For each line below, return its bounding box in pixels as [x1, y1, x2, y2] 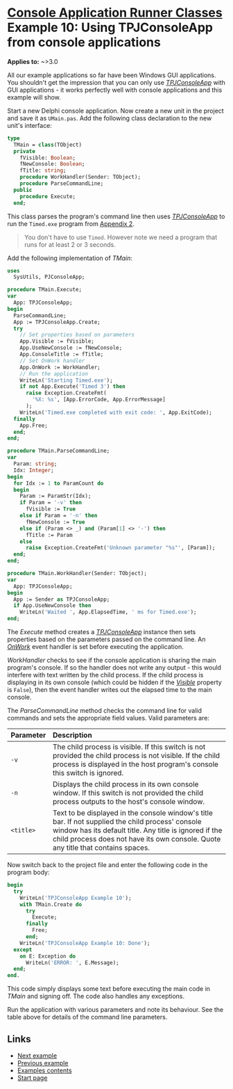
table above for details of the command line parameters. [7, 1013, 168, 1022]
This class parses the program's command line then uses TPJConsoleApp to [7, 212, 225, 220]
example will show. [7, 92, 61, 102]
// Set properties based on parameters [19, 332, 135, 339]
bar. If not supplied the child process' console [52, 817, 202, 827]
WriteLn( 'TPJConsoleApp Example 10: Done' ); [19, 939, 150, 946]
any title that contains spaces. [52, 843, 150, 853]
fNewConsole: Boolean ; [19, 161, 85, 168]
